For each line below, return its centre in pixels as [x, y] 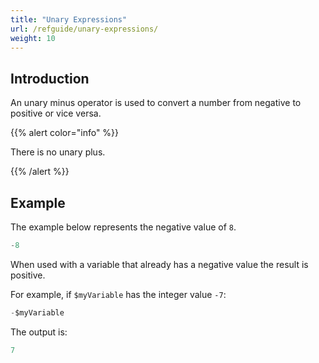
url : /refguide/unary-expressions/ [84, 29]
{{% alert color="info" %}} [65, 133]
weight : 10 [33, 38]
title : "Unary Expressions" [69, 19]
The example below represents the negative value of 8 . [123, 227]
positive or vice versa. [56, 113]
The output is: [39, 332]
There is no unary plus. [58, 152]
